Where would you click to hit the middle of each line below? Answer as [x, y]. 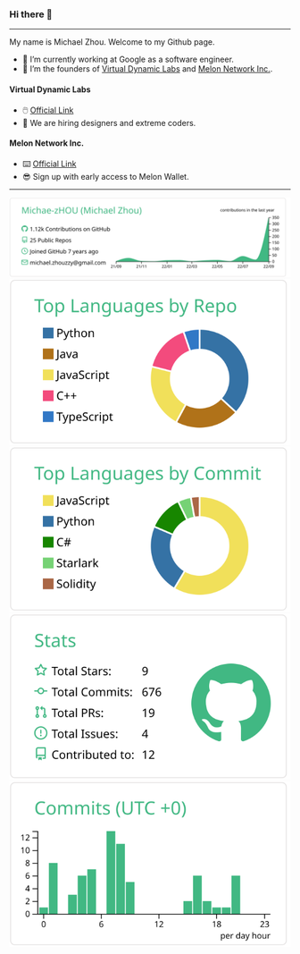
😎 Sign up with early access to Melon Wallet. [105, 176]
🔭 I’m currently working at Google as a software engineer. [128, 59]
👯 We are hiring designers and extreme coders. [109, 122]
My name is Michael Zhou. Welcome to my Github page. [112, 42]
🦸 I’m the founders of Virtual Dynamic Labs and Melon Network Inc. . [147, 69]
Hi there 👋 [31, 14]
